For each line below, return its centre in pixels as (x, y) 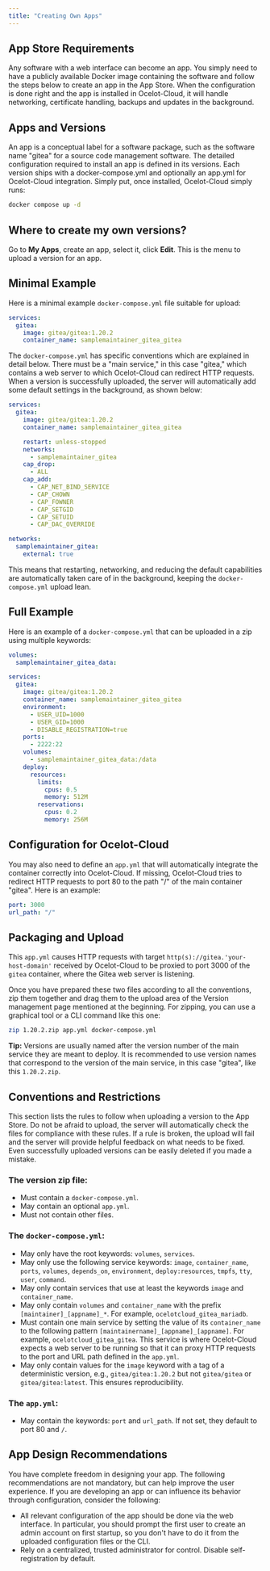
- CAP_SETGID (52, 510)
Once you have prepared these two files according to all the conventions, (130, 989)
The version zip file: (48, 1180)
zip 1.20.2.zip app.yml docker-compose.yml (83, 1031)
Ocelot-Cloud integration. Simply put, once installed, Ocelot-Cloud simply (130, 182)
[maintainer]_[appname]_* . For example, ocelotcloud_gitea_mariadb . (134, 1313)
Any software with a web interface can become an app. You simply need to (133, 68)
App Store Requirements (71, 49)
